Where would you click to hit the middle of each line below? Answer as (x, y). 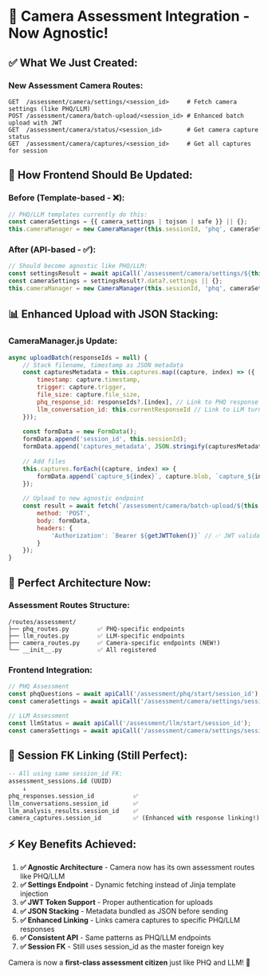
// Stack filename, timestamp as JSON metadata (103, 365)
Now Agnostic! (59, 33)
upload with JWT (35, 123)
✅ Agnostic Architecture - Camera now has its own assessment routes (137, 867)
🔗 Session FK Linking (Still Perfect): (98, 755)
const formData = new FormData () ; (80, 432)
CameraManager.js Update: (63, 341)
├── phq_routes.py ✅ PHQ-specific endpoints (97, 629)
